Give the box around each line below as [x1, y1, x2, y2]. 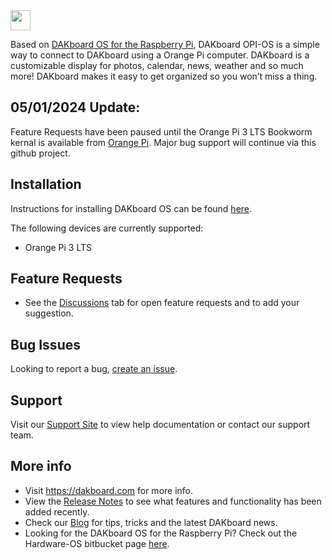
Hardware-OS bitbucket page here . [24, 537, 170, 549]
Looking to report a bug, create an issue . [10, 363, 178, 375]
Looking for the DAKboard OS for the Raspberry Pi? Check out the [24, 527, 298, 539]
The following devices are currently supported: [10, 222, 204, 234]
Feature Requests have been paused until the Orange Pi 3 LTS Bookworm [10, 125, 313, 138]
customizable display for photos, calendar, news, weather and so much [10, 60, 304, 71]
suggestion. [24, 307, 74, 319]
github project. [10, 147, 71, 159]
